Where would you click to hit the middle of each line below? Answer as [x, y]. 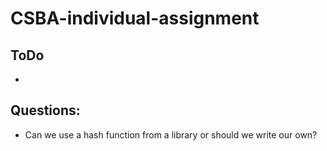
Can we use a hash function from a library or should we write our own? [171, 134]
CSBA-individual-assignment [135, 18]
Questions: [45, 110]
